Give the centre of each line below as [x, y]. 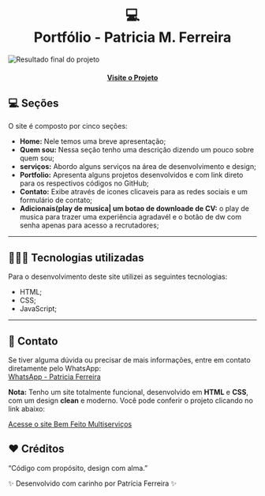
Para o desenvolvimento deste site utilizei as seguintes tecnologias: [118, 276]
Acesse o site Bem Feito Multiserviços [70, 424]
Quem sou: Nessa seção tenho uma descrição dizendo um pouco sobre [137, 150]
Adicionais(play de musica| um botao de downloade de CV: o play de [134, 209]
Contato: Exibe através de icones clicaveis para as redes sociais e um [134, 192]
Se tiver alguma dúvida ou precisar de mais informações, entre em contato [129, 359]
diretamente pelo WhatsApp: [54, 368]
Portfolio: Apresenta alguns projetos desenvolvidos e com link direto [131, 175]
